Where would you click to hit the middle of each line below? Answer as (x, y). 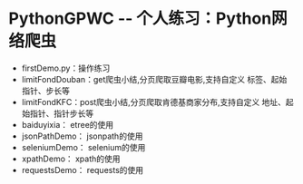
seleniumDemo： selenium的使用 (83, 147)
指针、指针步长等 (62, 113)
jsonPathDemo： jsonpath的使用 (82, 136)
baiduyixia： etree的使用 (68, 124)
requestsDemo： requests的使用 (83, 169)
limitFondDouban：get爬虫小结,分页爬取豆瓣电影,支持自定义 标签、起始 (154, 79)
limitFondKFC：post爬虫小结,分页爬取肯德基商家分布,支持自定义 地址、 (154, 102)
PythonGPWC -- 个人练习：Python (140, 19)
